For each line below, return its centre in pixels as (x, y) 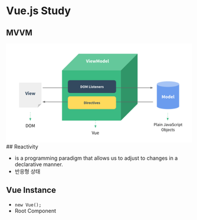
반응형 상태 (27, 171)
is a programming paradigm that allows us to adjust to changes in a (96, 158)
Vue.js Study (39, 11)
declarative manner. (39, 164)
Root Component (35, 211)
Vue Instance (31, 190)
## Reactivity (22, 146)
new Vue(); (28, 205)
